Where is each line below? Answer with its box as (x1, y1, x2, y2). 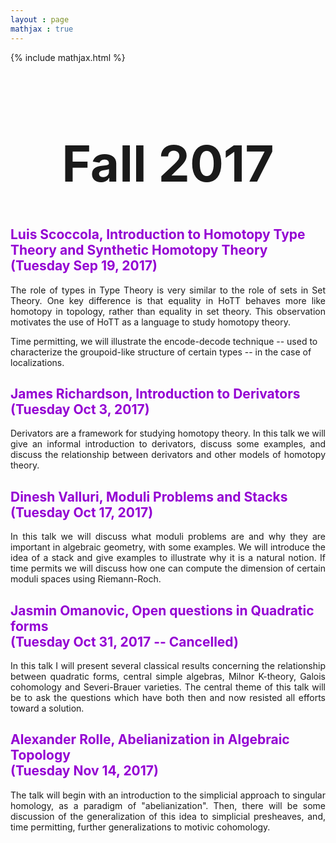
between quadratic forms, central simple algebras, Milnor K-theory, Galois (10, 670, 326, 682)
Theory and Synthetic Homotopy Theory (10, 242, 268, 259)
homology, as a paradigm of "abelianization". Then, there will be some (10, 799, 326, 811)
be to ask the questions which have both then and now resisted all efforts (10, 691, 326, 703)
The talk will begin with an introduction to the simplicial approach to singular (10, 789, 326, 801)
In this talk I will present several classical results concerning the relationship (10, 659, 326, 671)
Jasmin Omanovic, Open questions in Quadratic (10, 602, 315, 619)
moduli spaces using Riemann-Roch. (10, 573, 162, 585)
